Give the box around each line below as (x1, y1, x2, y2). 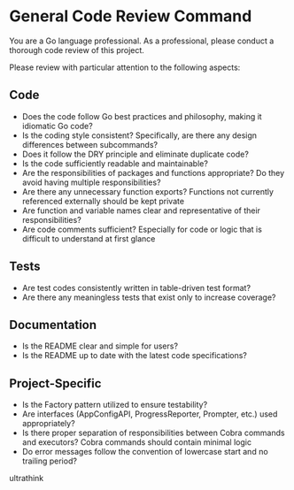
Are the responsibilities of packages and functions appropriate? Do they (21, 167, 285, 178)
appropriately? (21, 418, 75, 429)
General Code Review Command (9, 6, 252, 27)
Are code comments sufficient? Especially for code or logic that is (21, 224, 263, 234)
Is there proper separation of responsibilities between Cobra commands (21, 427, 285, 439)
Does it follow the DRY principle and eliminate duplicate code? (21, 149, 250, 159)
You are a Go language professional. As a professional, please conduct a (9, 35, 275, 46)
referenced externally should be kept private (21, 195, 184, 206)
